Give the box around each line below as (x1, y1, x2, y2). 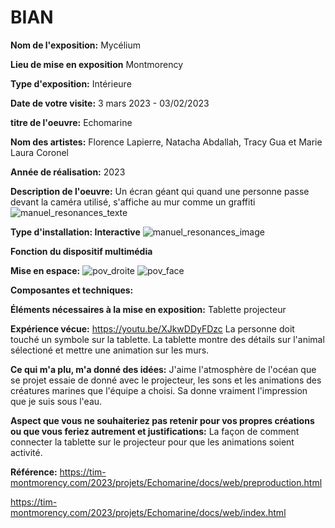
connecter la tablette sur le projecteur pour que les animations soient (10, 436, 295, 448)
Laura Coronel (10, 146, 70, 158)
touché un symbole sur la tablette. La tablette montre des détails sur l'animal (10, 333, 325, 345)
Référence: (10, 466, 58, 478)
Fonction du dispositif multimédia (10, 245, 153, 257)
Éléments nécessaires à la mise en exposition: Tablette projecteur (10, 303, 287, 315)
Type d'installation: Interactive (10, 226, 141, 238)
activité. (10, 446, 43, 458)
